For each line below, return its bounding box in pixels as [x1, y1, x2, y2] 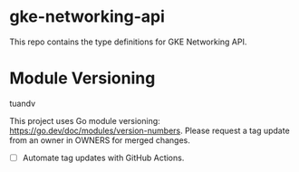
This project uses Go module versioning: [9, 115, 160, 126]
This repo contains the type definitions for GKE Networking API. [9, 36, 247, 47]
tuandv [9, 98, 36, 109]
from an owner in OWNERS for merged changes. [9, 134, 190, 146]
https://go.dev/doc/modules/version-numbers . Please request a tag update [9, 125, 290, 136]
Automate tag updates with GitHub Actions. [22, 152, 185, 163]
